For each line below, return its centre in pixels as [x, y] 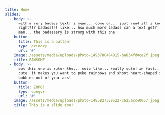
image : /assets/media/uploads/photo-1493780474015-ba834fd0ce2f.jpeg [87, 55]
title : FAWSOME [29, 60]
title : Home [17, 10]
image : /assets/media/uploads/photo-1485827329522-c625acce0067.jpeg [87, 101]
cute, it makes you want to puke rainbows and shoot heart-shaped [87, 73]
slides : [13, 14]
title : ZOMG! [31, 87]
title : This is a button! [44, 42]
